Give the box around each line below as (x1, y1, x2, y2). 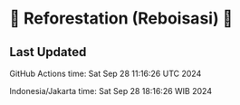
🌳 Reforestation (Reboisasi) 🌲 (9, 8, 234, 29)
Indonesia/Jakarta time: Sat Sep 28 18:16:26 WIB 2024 (9, 86, 213, 96)
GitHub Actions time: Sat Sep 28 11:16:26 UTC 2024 (9, 68, 202, 79)
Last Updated (9, 44, 87, 60)
